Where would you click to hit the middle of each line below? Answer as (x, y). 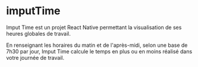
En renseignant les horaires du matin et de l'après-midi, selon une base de (97, 45)
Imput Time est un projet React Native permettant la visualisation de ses (94, 27)
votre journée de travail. (35, 58)
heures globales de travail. (39, 33)
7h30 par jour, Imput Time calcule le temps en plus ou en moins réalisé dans (99, 51)
